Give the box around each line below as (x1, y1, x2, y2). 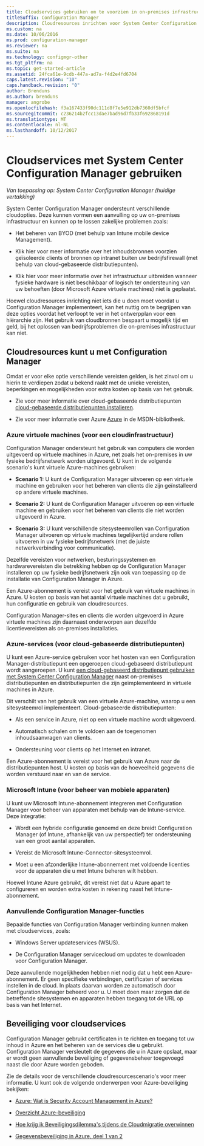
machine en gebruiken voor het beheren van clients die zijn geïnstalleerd (15, 482, 197, 489)
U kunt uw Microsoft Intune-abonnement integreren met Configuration (6, 799, 182, 807)
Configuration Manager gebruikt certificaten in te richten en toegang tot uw (6, 1035, 195, 1042)
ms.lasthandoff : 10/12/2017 (6, 128, 78, 134)
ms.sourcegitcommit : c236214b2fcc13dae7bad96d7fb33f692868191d (6, 111, 170, 117)
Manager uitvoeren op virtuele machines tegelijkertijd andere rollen (15, 531, 183, 539)
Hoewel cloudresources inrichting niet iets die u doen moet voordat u (6, 297, 179, 304)
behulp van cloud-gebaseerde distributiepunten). (15, 261, 138, 268)
